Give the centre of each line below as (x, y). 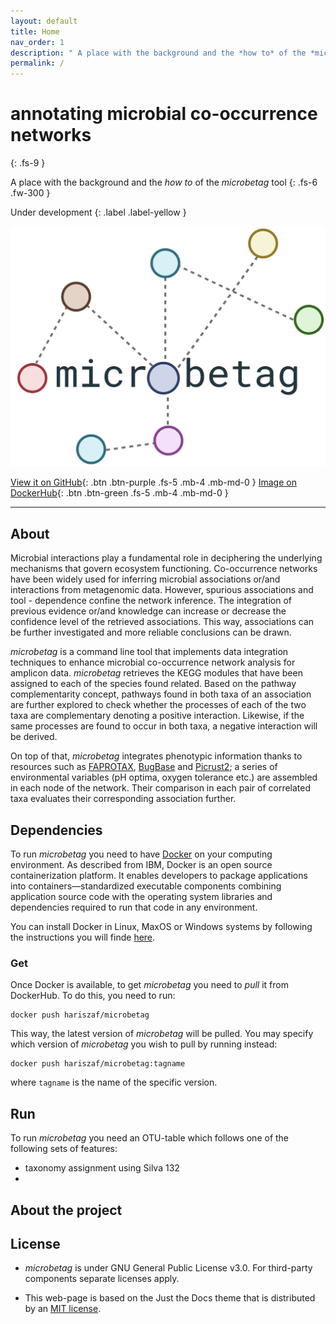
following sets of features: (64, 1149)
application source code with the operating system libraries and (141, 897)
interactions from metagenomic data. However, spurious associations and (162, 590)
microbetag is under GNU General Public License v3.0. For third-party (168, 1268)
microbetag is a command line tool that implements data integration (149, 652)
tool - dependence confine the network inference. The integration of (151, 601)
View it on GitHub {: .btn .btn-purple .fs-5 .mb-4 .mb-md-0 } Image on (153, 482)
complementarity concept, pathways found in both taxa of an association (161, 694)
